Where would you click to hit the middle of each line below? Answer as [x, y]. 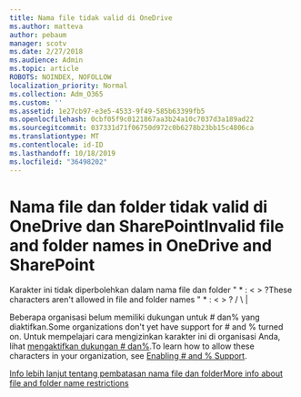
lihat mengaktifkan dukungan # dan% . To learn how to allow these [132, 346]
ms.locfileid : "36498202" [58, 162]
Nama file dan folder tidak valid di [139, 207]
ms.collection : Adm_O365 [56, 94]
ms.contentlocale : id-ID [56, 145]
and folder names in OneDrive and [141, 245]
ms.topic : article [44, 69]
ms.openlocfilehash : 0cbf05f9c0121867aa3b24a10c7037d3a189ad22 [132, 119]
